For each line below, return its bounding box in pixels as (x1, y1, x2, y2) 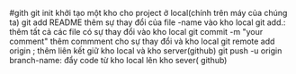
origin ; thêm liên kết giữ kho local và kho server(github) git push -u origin (9, 45, 283, 56)
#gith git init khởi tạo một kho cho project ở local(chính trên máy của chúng (9, 8, 288, 18)
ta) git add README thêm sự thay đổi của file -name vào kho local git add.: (9, 17, 286, 28)
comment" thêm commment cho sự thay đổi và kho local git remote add (9, 36, 275, 46)
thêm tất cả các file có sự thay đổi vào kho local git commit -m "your (9, 27, 264, 37)
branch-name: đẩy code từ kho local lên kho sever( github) (9, 55, 228, 65)
